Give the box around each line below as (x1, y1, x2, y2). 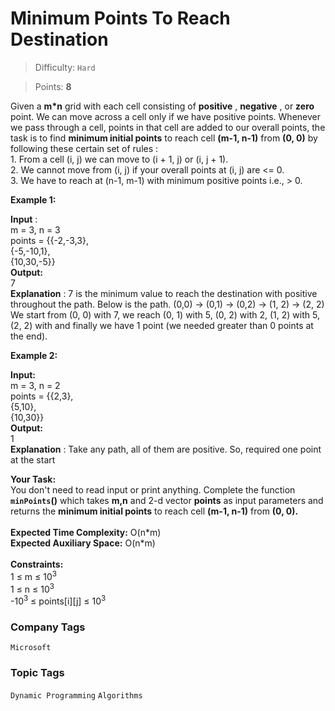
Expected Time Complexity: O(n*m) (10, 526, 162, 538)
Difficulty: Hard (34, 61, 96, 73)
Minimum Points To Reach (10, 7, 231, 30)
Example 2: (10, 349, 58, 361)
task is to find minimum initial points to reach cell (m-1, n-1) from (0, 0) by (10, 132, 318, 144)
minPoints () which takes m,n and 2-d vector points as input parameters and (10, 494, 324, 506)
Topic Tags (10, 666, 65, 680)
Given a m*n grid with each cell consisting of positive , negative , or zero (10, 100, 315, 112)
